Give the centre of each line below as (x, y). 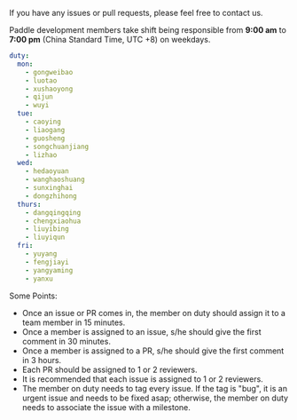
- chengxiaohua (53, 221)
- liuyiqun (45, 238)
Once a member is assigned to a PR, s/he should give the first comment (153, 351)
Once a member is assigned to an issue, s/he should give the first (141, 331)
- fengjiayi (47, 262)
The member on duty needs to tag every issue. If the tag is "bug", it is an (155, 388)
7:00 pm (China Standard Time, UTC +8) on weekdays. (110, 40)
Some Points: (33, 296)
